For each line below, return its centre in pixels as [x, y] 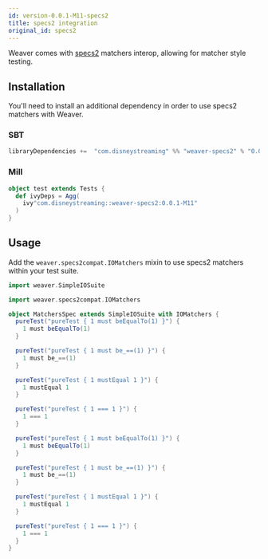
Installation [37, 87]
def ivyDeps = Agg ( [48, 196]
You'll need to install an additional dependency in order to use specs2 [123, 106]
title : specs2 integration [53, 23]
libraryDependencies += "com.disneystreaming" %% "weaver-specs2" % [126, 152]
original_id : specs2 [43, 30]
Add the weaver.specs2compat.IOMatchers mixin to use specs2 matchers [126, 262]
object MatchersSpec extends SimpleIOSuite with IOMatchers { [114, 314]
